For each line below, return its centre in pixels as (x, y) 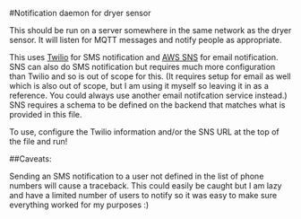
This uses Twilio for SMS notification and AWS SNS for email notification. (144, 57)
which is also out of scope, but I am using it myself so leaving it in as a (139, 86)
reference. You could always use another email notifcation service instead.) (149, 95)
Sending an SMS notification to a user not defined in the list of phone (137, 176)
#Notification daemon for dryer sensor (80, 13)
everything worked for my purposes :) (79, 205)
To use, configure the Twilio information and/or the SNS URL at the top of (144, 132)
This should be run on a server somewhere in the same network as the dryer (150, 30)
